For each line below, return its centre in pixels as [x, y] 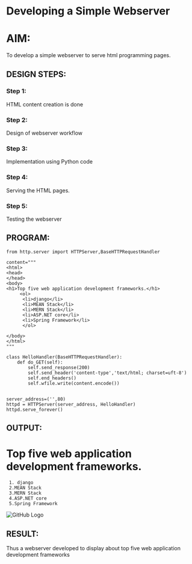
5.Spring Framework [33, 504]
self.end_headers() [52, 378]
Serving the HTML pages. [38, 190]
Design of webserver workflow [45, 133]
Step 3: [17, 149]
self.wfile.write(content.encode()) [74, 383]
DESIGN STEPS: [36, 74]
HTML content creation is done [45, 104]
